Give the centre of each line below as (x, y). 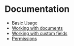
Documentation (37, 9)
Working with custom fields (39, 33)
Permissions (24, 39)
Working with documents (37, 28)
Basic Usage (24, 23)
